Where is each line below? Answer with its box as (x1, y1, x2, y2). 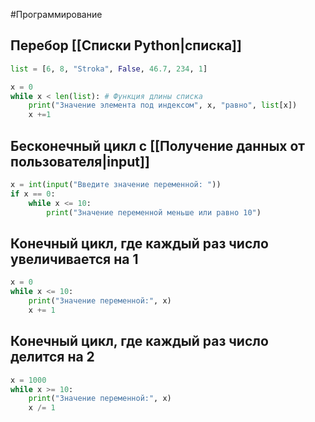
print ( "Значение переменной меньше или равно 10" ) (46, 207, 262, 218)
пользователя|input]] (10, 153, 150, 170)
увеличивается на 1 (10, 250, 139, 268)
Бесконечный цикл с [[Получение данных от (10, 137, 306, 154)
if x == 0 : (10, 189, 56, 199)
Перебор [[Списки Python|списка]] (10, 37, 242, 54)
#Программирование (10, 9, 103, 20)
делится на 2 (10, 349, 95, 366)
